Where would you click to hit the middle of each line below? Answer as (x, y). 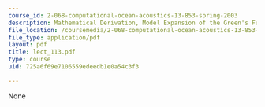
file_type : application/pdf (54, 37)
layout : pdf (28, 45)
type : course (30, 60)
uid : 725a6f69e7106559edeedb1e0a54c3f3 (74, 67)
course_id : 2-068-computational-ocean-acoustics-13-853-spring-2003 (123, 15)
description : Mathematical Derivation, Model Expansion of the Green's (128, 23)
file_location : (33, 30)
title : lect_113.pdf (42, 52)
